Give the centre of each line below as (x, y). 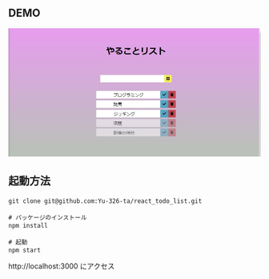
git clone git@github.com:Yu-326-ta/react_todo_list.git (105, 201)
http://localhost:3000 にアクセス (62, 266)
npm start (25, 250)
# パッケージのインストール (48, 217)
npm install (28, 225)
